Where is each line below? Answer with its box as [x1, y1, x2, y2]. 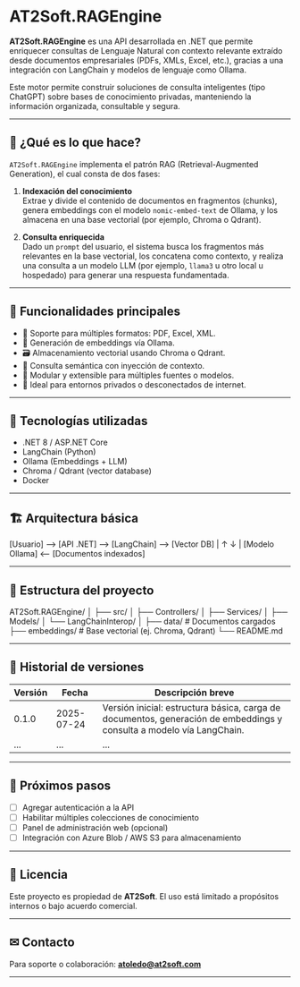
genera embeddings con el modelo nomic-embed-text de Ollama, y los [21, 204, 279, 216]
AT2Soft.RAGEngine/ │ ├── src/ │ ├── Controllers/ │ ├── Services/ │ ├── [9, 607, 288, 617]
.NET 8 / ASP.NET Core [21, 437, 109, 448]
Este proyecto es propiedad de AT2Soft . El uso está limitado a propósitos [9, 890, 279, 901]
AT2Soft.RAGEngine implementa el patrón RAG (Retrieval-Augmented [9, 158, 259, 169]
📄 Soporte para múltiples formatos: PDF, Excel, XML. [21, 328, 216, 338]
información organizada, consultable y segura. [9, 100, 180, 111]
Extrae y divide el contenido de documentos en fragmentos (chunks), [21, 195, 278, 206]
